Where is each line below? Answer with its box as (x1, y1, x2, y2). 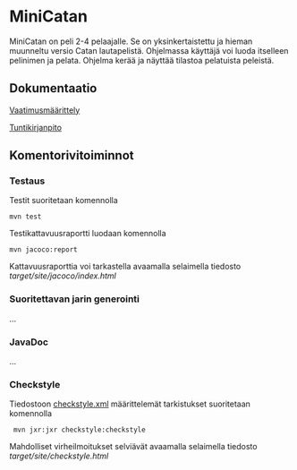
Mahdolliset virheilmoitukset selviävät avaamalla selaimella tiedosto (9, 441, 258, 452)
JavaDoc (9, 336, 49, 348)
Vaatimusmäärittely (9, 105, 81, 115)
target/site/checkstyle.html (9, 450, 109, 462)
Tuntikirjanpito (9, 122, 63, 132)
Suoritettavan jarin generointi (9, 293, 140, 305)
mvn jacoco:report (9, 245, 78, 254)
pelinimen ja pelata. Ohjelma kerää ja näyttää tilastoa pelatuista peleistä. (9, 55, 275, 65)
